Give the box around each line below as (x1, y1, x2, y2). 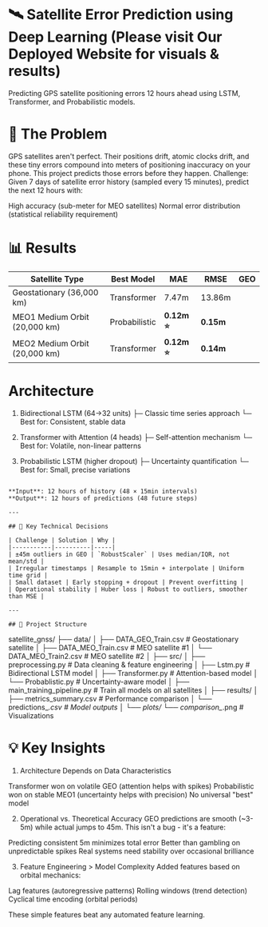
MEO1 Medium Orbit (12, 312, 89, 323)
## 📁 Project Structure (8, 620, 88, 628)
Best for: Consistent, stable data (19, 417, 126, 426)
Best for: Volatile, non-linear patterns (19, 441, 142, 450)
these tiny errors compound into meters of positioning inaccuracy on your (8, 160, 251, 170)
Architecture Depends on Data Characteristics (19, 765, 171, 775)
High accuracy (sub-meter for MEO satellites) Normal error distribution (8, 201, 241, 210)
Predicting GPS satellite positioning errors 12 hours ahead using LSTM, (8, 88, 241, 98)
